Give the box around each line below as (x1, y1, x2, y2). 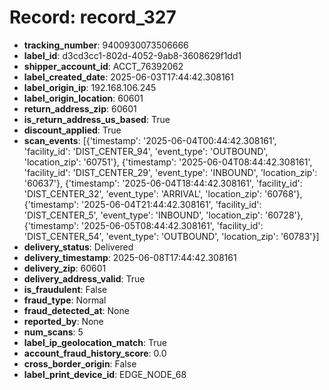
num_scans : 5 (23, 326, 84, 338)
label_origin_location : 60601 (23, 92, 144, 104)
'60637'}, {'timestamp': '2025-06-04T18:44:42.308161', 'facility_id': (23, 177, 303, 189)
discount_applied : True (23, 124, 122, 136)
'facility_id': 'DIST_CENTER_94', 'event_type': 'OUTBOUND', (23, 145, 269, 157)
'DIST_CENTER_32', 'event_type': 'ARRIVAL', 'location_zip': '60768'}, (23, 187, 303, 200)
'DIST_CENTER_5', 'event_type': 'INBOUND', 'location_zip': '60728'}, (23, 209, 304, 221)
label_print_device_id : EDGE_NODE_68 (23, 368, 187, 380)
